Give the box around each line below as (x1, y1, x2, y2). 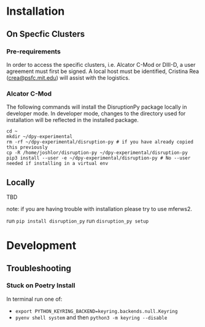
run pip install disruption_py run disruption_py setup (6, 217, 149, 225)
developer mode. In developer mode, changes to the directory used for (6, 110, 186, 117)
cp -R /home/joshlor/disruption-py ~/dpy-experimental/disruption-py (6, 150, 188, 156)
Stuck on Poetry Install (6, 281, 75, 290)
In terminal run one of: (6, 295, 63, 302)
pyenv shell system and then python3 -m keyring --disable (15, 314, 168, 321)
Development (6, 239, 77, 253)
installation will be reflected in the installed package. (6, 117, 139, 124)
